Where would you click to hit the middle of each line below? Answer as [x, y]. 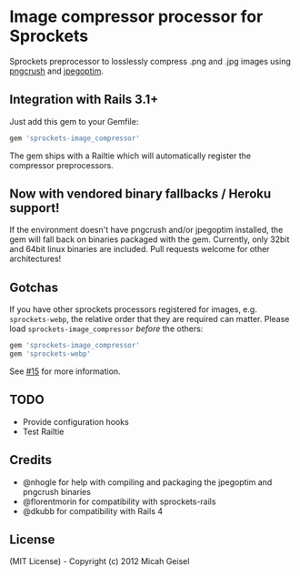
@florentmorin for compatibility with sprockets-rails [119, 501]
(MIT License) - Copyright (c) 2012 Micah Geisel [100, 561]
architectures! [35, 259]
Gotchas [34, 287]
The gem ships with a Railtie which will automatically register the [130, 156]
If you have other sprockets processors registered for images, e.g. [133, 309]
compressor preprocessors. [61, 165]
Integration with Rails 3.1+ [84, 100]
